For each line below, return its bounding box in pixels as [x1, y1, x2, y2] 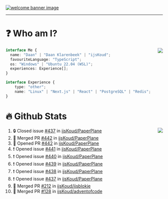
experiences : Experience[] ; [10, 66, 69, 71]
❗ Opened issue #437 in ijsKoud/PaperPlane [12, 176, 103, 182]
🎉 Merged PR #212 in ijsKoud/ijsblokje [12, 183, 91, 189]
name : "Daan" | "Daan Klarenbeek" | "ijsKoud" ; [10, 52, 111, 57]
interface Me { [5, 47, 37, 52]
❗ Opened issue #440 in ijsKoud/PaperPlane [12, 153, 103, 159]
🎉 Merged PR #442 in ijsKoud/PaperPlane [12, 135, 99, 141]
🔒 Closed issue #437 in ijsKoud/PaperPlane [12, 128, 102, 134]
